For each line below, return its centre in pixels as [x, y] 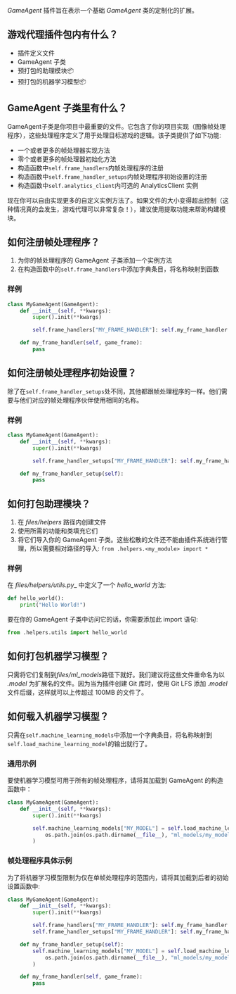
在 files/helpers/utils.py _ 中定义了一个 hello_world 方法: [87, 585]
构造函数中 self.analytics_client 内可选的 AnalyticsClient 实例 [108, 185]
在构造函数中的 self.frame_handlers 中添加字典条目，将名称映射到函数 [118, 269]
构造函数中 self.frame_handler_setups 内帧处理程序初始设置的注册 [112, 176]
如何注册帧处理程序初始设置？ [72, 373]
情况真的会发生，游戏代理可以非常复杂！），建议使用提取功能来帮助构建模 [119, 209]
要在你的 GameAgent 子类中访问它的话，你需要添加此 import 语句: [103, 619]
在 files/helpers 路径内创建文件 [62, 522]
